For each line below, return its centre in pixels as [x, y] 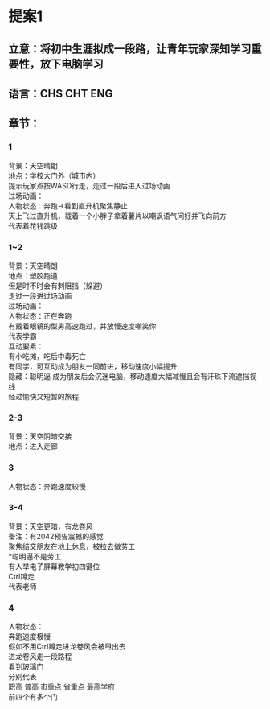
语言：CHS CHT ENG [61, 93]
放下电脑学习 [72, 64]
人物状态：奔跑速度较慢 [47, 486]
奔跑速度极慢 [29, 637]
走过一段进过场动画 [40, 295]
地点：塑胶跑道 [33, 275]
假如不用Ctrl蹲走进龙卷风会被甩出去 [67, 647]
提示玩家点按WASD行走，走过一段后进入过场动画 [89, 185]
